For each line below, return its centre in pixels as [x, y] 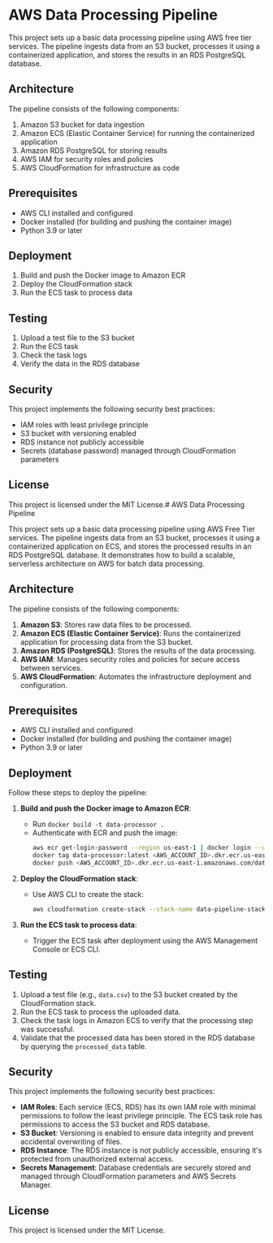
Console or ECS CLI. [66, 949]
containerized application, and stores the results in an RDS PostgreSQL [127, 55]
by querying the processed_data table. [84, 1046]
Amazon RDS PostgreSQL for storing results [94, 150]
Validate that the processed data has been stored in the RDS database [138, 1037]
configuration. [43, 685]
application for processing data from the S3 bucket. [106, 641]
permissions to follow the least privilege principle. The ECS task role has [141, 1116]
